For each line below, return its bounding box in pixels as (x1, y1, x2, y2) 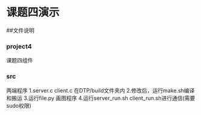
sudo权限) (6, 102, 31, 109)
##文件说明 (6, 27, 35, 34)
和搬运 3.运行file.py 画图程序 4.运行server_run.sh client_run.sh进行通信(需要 (6, 94, 196, 102)
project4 (6, 42, 32, 50)
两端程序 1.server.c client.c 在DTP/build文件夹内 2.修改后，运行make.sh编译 (6, 87, 195, 94)
